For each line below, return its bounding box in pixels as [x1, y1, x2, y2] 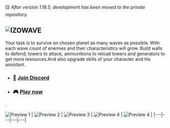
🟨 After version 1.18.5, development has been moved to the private [5, 4, 146, 10]
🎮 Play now [12, 88, 43, 95]
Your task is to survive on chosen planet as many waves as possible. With [5, 40, 160, 46]
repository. [5, 12, 28, 17]
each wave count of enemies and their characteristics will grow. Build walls [5, 45, 163, 51]
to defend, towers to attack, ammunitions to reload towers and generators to [5, 50, 165, 57]
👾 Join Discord [12, 74, 50, 81]
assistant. [5, 61, 25, 67]
